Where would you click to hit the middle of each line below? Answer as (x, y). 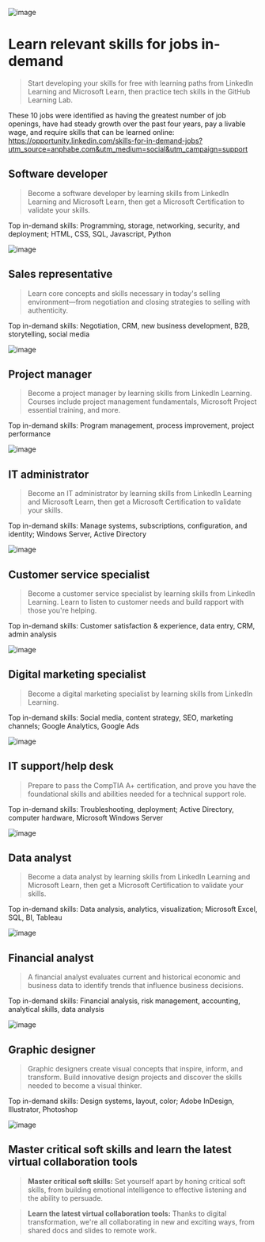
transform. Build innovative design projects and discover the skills (135, 1077)
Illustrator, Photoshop (43, 1109)
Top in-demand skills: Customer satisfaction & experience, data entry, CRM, (132, 626)
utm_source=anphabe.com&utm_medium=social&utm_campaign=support (128, 149)
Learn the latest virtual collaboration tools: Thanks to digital (127, 1213)
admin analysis (32, 634)
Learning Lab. (50, 100)
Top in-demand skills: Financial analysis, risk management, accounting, (125, 1001)
